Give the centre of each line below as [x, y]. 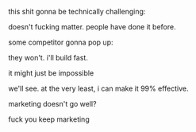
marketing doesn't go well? [52, 104]
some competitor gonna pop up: [61, 42]
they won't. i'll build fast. [48, 58]
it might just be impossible [51, 73]
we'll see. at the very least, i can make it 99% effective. [98, 88]
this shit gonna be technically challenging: [77, 12]
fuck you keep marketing [49, 119]
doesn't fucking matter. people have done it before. [92, 27]
